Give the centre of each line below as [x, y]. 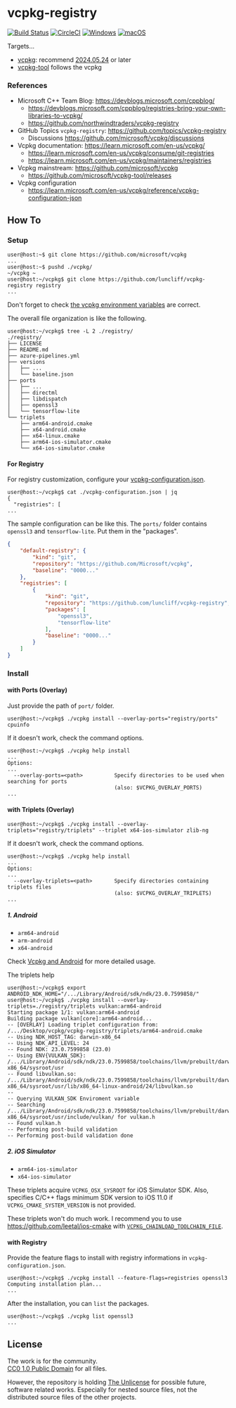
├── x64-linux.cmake [50, 436]
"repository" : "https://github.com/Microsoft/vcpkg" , [113, 564]
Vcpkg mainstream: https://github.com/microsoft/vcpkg [98, 168]
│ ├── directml [33, 393]
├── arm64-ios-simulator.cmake [66, 442]
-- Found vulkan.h [34, 1124]
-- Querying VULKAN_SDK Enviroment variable [73, 1099]
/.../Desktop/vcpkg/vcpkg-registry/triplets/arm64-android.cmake [105, 1031]
